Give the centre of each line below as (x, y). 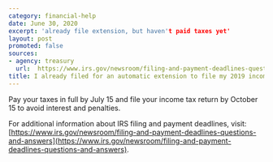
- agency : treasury (41, 62)
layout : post (30, 38)
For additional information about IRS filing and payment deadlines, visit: (128, 123)
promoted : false (36, 46)
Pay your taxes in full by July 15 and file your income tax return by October (133, 99)
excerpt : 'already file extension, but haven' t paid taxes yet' (119, 31)
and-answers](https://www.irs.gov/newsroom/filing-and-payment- (120, 141)
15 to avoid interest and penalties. (65, 108)
